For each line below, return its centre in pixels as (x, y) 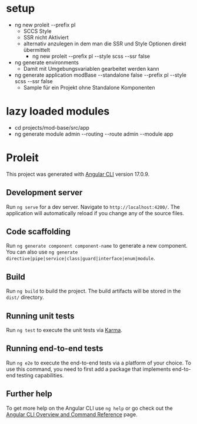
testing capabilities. (40, 375)
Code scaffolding (38, 232)
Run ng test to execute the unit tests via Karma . (64, 330)
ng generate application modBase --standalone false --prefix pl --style (101, 75)
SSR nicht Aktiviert (46, 37)
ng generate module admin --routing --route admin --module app (94, 134)
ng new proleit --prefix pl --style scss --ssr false (91, 56)
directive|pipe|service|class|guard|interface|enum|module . (81, 258)
